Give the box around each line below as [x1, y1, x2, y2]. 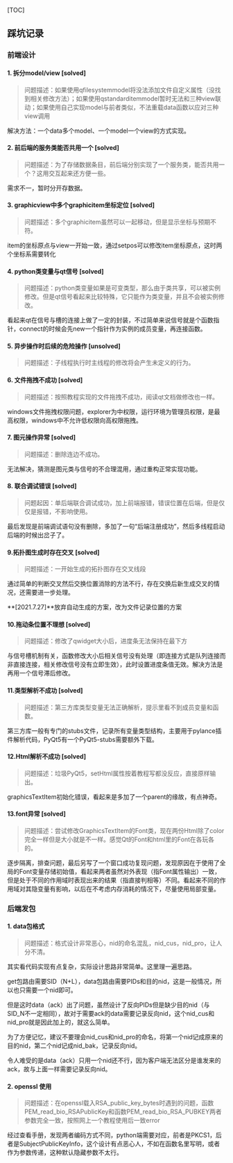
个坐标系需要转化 [7, 249, 56, 258]
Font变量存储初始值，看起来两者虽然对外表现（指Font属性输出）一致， [19, 867, 221, 875]
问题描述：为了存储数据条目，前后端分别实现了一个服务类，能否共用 [24, 160, 219, 169]
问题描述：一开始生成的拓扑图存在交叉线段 [24, 565, 146, 573]
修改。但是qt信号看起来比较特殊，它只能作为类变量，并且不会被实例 [24, 292, 218, 301]
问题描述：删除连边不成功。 [24, 449, 104, 458]
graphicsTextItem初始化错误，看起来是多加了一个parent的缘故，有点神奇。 [7, 792, 221, 801]
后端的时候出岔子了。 [7, 531, 68, 539]
